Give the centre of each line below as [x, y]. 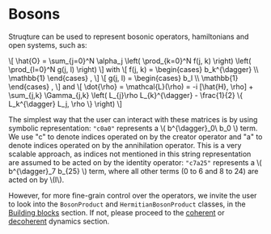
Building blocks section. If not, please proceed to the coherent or [116, 212]
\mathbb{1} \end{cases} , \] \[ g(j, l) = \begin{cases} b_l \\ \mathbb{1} [123, 78]
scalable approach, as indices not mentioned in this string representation [130, 154]
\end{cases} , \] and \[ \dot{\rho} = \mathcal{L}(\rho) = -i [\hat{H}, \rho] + [131, 87]
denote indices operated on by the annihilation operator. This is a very [125, 145]
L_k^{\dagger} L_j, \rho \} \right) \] [66, 104]
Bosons [34, 14]
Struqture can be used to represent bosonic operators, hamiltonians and [129, 36]
